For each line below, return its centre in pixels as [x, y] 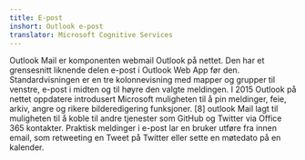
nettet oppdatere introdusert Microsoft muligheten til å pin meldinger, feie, [148, 99]
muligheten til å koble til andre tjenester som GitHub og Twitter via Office [146, 118]
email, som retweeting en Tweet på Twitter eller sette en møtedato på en [145, 138]
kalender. [27, 147]
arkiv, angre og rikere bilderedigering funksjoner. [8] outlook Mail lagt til [144, 109]
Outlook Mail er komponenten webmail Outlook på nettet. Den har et [137, 61]
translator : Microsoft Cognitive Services [91, 35]
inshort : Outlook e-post [56, 26]
